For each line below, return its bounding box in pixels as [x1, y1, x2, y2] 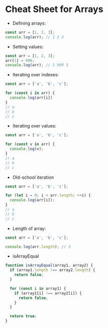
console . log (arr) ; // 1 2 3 [5, 34, 64, 40]
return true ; [10, 314, 37, 319]
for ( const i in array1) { [10, 286, 66, 291]
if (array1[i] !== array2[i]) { [14, 290, 82, 296]
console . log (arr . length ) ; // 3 [5, 244, 71, 249]
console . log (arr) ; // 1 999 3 [5, 63, 69, 68]
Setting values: [12, 44, 44, 50]
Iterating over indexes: [12, 72, 59, 78]
